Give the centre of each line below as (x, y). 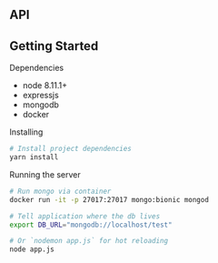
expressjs (40, 96)
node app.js (32, 249)
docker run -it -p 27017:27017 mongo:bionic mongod (109, 199)
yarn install (34, 157)
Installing (26, 132)
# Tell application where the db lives (85, 216)
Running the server (45, 174)
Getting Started (54, 46)
